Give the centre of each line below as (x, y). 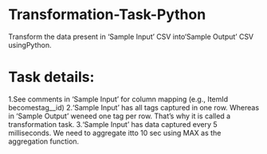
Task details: (51, 77)
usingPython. (30, 44)
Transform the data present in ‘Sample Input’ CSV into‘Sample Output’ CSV (131, 37)
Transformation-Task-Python (107, 15)
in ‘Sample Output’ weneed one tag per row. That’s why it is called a (120, 116)
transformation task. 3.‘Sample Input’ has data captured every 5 (113, 124)
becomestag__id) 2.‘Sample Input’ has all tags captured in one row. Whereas (134, 107)
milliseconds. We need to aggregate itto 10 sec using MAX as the (115, 133)
